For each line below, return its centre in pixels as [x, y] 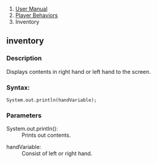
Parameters [24, 115]
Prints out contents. [46, 135]
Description [24, 59]
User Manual [31, 9]
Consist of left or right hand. [57, 154]
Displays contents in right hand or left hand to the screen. [78, 71]
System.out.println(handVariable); [52, 100]
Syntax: [18, 87]
